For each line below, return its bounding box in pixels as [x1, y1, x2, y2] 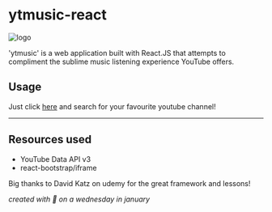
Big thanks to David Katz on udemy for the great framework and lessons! [8, 178, 251, 188]
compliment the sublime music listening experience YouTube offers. [8, 57, 235, 66]
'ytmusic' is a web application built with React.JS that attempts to [8, 48, 227, 57]
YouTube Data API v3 [19, 154, 91, 163]
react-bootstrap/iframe [19, 163, 97, 172]
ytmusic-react [8, 6, 108, 24]
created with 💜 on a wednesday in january [8, 194, 151, 204]
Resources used [8, 133, 91, 146]
